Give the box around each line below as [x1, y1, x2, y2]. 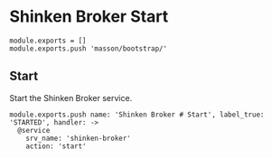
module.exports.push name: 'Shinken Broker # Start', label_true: [9, 110, 265, 119]
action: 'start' [25, 142, 88, 151]
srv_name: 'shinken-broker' [25, 134, 131, 143]
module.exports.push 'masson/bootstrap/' [9, 43, 168, 53]
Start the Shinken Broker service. [9, 92, 133, 103]
